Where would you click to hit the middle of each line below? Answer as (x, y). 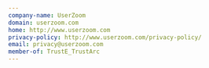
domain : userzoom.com (44, 23)
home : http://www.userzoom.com (59, 30)
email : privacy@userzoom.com (56, 45)
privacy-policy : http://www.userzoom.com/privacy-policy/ (105, 37)
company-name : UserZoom (47, 15)
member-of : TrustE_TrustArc (54, 52)
